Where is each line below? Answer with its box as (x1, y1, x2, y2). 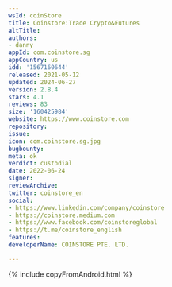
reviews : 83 (8, 100, 48, 108)
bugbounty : (8, 145, 44, 153)
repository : (8, 122, 48, 130)
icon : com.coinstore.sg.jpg (8, 137, 101, 145)
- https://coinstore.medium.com (8, 211, 115, 219)
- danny (8, 41, 34, 49)
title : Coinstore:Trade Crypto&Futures (8, 19, 140, 27)
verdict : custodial (8, 160, 73, 168)
